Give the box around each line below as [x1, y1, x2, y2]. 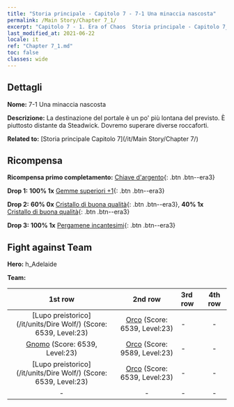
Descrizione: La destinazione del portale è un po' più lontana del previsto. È [7, 113, 226, 122]
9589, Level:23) [120, 348, 173, 358]
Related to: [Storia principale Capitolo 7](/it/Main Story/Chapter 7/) [7, 134, 198, 143]
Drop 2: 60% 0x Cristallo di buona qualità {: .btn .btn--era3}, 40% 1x [7, 200, 204, 209]
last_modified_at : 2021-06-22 [7, 29, 95, 37]
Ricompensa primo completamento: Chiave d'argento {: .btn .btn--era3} [7, 173, 216, 182]
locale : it [7, 36, 39, 43]
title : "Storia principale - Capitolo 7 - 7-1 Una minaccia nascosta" [7, 10, 217, 17]
